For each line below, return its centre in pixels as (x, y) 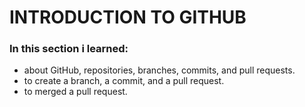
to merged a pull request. (75, 92)
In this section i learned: (69, 49)
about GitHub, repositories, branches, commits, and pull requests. (159, 70)
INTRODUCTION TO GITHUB (128, 17)
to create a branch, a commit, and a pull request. (124, 81)
